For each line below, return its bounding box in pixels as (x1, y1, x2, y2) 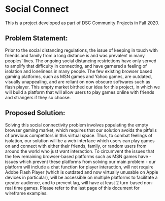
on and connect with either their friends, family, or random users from (5, 143, 147, 149)
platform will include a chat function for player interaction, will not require (5, 164, 154, 170)
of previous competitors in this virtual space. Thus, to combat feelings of (5, 132, 153, 138)
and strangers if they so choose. (5, 94, 71, 100)
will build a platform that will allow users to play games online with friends (5, 89, 155, 95)
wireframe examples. (5, 190, 48, 196)
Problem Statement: (5, 34, 68, 42)
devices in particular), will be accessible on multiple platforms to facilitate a (5, 174, 158, 180)
